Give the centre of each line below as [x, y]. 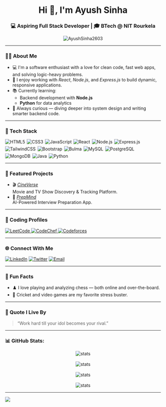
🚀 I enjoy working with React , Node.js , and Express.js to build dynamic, [84, 79]
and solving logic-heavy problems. [47, 74]
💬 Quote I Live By [26, 312]
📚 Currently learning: [34, 90]
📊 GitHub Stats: [25, 341]
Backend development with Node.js [56, 98]
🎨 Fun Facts [19, 276]
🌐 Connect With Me [29, 248]
